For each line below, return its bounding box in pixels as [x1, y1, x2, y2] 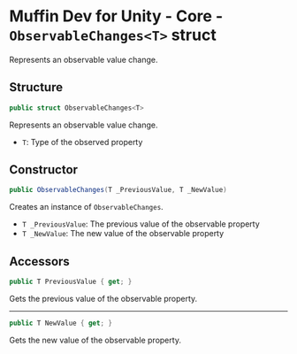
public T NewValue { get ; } [9, 319, 113, 327]
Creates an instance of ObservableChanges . [9, 202, 164, 212]
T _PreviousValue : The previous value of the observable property [21, 219, 261, 229]
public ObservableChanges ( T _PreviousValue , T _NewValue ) [9, 186, 227, 195]
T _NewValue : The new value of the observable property [21, 228, 225, 239]
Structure [9, 80, 64, 95]
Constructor [9, 162, 78, 178]
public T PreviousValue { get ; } [9, 277, 133, 287]
